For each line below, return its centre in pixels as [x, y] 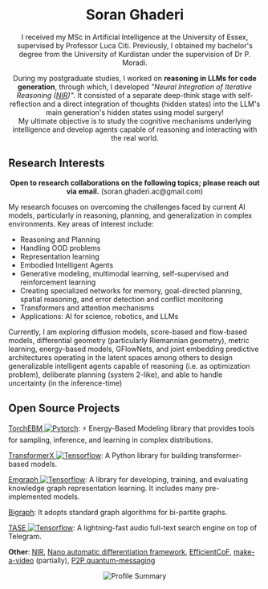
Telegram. [25, 536]
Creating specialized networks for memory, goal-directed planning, [131, 290]
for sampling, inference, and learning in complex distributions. [111, 440]
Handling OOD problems [60, 247]
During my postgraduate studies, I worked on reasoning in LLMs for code [135, 78]
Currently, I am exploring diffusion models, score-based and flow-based [128, 332]
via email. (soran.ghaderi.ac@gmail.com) [135, 191]
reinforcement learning [58, 282]
